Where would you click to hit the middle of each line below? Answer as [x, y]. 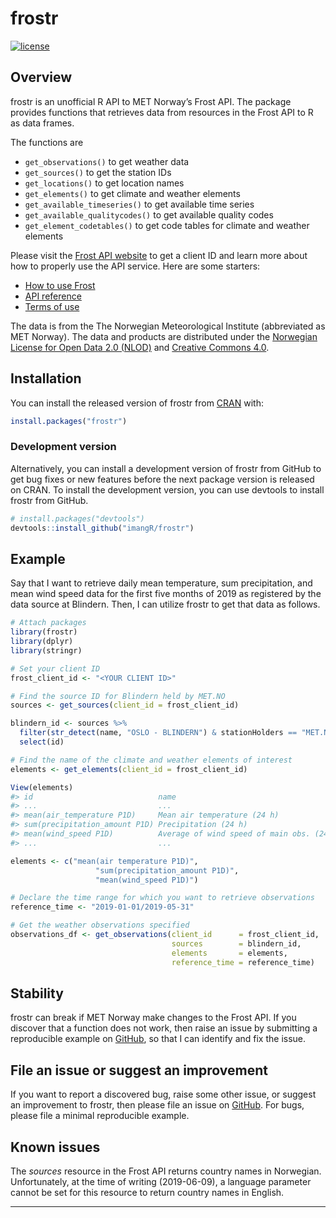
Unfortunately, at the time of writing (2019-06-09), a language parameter [161, 1181]
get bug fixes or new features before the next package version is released [162, 479]
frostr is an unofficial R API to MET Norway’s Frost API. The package [151, 101]
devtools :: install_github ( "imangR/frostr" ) [102, 528]
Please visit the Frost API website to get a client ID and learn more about [159, 255]
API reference [53, 296]
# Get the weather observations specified [100, 925]
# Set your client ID [55, 668]
